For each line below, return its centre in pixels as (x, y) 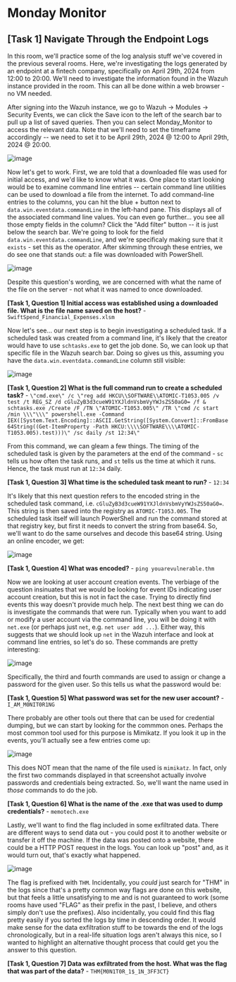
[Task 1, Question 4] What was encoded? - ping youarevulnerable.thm (111, 568)
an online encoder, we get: (46, 541)
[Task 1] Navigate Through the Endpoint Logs (108, 39)
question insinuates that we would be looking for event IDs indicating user (114, 589)
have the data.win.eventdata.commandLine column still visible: (97, 360)
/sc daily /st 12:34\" (107, 433)
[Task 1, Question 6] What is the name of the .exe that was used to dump (115, 804)
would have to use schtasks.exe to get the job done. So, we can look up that (118, 345)
